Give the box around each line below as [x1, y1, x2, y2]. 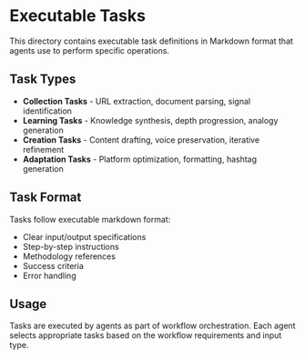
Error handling [22, 270, 76, 281]
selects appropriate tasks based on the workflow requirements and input [9, 330, 282, 341]
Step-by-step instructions [22, 241, 120, 252]
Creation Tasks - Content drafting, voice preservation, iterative [22, 134, 260, 145]
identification [22, 105, 73, 116]
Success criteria [22, 260, 84, 271]
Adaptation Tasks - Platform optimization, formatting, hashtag [22, 154, 258, 165]
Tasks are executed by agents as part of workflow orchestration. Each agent [9, 320, 296, 332]
